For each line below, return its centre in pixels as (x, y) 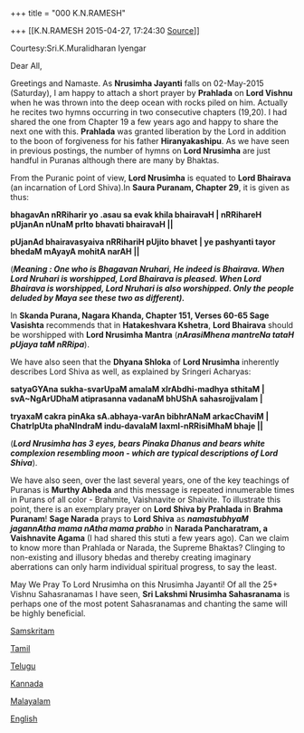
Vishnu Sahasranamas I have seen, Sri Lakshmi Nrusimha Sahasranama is (150, 594)
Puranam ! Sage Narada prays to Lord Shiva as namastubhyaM (130, 519)
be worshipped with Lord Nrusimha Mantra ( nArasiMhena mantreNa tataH (152, 335)
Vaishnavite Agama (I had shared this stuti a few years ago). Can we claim (150, 538)
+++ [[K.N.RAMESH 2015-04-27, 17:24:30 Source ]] (105, 30)
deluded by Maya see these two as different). (98, 298)
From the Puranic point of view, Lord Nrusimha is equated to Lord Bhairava (151, 178)
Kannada (27, 684)
